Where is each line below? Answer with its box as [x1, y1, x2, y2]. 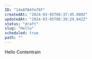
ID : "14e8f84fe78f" [4, 7, 45, 12]
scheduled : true [4, 30, 38, 35]
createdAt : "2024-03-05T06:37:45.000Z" [4, 12, 88, 17]
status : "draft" [4, 21, 38, 26]
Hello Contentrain [4, 48, 41, 55]
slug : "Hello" [4, 26, 34, 31]
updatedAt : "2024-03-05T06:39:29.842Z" [4, 16, 88, 21]
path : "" [4, 35, 23, 40]
